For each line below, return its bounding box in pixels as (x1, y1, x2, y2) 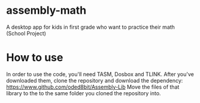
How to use (6, 51, 63, 65)
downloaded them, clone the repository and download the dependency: (6, 77, 183, 84)
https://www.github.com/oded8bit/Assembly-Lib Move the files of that (6, 83, 180, 90)
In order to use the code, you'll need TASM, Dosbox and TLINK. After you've (6, 70, 195, 78)
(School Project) (6, 29, 47, 37)
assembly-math (6, 4, 87, 17)
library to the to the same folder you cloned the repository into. (6, 89, 161, 96)
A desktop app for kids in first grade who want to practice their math (6, 23, 175, 31)
